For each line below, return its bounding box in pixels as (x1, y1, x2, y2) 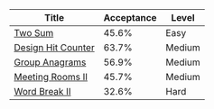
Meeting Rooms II (14, 71, 88, 83)
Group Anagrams (14, 56, 87, 68)
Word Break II (14, 86, 71, 97)
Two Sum (14, 27, 54, 39)
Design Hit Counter (14, 41, 95, 53)
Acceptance (103, 12, 157, 23)
